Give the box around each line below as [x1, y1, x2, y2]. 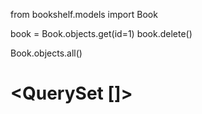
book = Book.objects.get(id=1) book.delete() [10, 28, 193, 39]
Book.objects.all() [10, 47, 83, 59]
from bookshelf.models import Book [10, 9, 158, 20]
